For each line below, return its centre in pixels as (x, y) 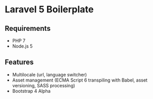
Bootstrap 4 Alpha (31, 91)
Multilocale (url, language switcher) (50, 74)
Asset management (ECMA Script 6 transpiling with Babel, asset (80, 80)
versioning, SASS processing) (43, 85)
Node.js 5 (22, 46)
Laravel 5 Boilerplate (49, 9)
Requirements (28, 28)
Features (19, 62)
